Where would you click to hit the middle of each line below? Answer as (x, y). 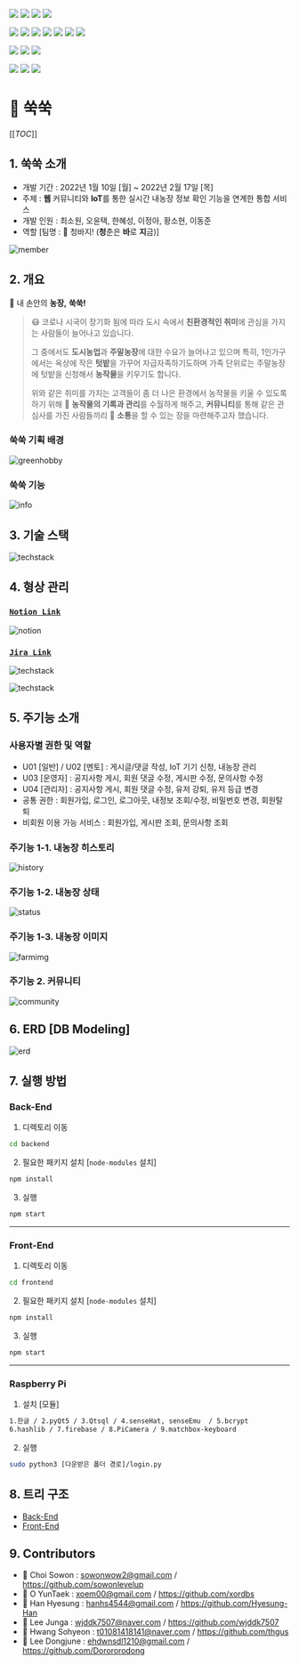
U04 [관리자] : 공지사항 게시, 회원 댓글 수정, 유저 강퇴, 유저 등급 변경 (140, 788)
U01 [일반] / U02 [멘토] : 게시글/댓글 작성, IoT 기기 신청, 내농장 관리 (139, 766)
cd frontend (31, 1283)
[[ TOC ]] (23, 133)
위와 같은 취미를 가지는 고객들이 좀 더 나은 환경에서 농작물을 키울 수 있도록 (159, 392)
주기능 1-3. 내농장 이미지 (59, 937)
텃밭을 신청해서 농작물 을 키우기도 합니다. (111, 374)
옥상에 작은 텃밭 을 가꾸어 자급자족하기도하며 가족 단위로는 (155, 363)
